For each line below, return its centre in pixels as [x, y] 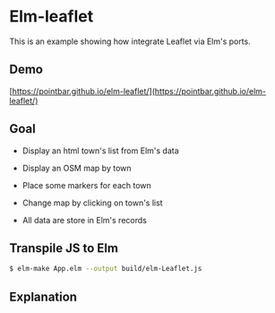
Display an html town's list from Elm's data [100, 151]
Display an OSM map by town [77, 168]
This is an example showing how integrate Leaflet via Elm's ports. [130, 41]
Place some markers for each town [87, 185]
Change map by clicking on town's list [92, 203]
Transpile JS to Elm [64, 248]
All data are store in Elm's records [85, 220]
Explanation [43, 296]
